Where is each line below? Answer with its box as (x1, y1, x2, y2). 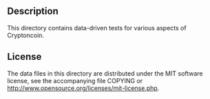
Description (7, 5, 59, 17)
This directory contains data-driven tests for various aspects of (7, 23, 187, 32)
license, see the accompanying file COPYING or (7, 76, 143, 85)
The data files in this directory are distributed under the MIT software (7, 69, 203, 78)
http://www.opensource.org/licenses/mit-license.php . (7, 84, 160, 92)
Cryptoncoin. (7, 31, 45, 39)
